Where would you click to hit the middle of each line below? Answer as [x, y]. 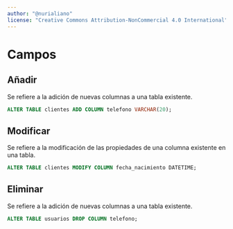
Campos [32, 54]
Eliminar [25, 189]
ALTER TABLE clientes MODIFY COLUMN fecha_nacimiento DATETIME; [102, 168]
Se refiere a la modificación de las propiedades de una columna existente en [116, 148]
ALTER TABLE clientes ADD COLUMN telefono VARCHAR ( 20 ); [89, 109]
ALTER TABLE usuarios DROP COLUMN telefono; [72, 219]
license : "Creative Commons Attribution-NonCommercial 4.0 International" [118, 20]
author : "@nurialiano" [40, 14]
